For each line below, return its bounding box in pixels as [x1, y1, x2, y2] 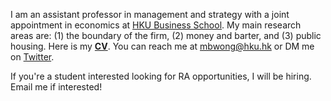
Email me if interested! [10, 81, 103, 93]
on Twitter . [10, 51, 55, 63]
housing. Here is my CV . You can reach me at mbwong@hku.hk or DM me [10, 40, 315, 52]
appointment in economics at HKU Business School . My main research [10, 19, 302, 31]
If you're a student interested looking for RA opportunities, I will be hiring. [10, 70, 312, 82]
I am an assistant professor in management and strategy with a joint [10, 9, 290, 20]
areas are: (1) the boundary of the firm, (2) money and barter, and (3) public [10, 30, 322, 41]
